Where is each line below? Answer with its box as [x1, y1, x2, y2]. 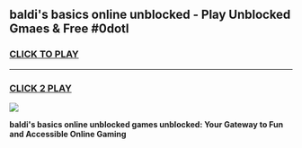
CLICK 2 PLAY [9, 82, 72, 94]
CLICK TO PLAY [9, 48, 79, 61]
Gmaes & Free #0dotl [9, 22, 129, 37]
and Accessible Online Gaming [9, 128, 127, 139]
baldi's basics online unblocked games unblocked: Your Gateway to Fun [9, 118, 284, 129]
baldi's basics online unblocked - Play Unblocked [9, 7, 291, 22]
